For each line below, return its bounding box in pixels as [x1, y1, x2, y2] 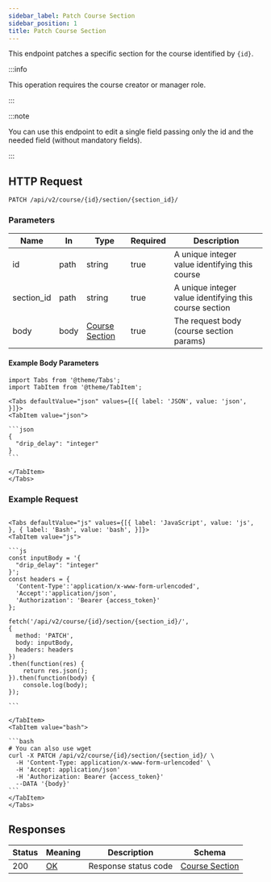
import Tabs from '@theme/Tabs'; [8, 376, 121, 384]
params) [173, 335, 206, 347]
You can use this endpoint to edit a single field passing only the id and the [8, 127, 254, 137]
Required [130, 235, 167, 247]
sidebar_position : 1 [8, 19, 78, 27]
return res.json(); [23, 667, 89, 675]
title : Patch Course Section [8, 27, 106, 35]
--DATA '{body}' [15, 780, 70, 788]
